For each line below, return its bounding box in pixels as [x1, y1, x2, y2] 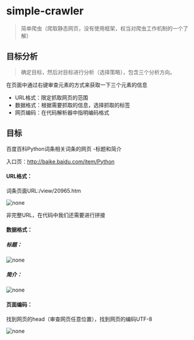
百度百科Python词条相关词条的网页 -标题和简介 [6, 145, 122, 152]
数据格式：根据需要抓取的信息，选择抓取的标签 [14, 101, 130, 108]
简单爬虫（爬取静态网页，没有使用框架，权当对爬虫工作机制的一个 [20, 25, 183, 32]
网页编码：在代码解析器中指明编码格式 [14, 109, 109, 116]
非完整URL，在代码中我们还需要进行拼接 [6, 211, 106, 218]
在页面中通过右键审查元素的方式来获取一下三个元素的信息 [6, 81, 147, 88]
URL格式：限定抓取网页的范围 [14, 94, 88, 101]
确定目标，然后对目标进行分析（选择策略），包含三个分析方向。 [20, 68, 175, 75]
